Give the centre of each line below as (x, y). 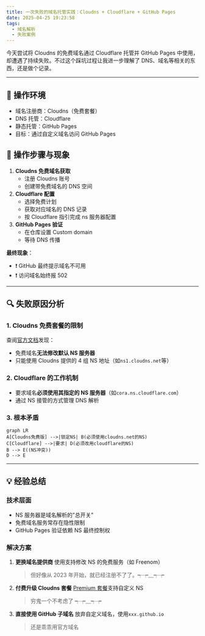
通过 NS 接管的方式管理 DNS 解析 (57, 400)
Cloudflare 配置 (35, 194)
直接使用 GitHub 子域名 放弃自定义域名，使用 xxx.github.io (89, 614)
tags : (13, 23)
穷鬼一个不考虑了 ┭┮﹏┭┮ (66, 601)
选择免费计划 (40, 201)
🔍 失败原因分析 (35, 304)
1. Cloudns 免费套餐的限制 (45, 326)
